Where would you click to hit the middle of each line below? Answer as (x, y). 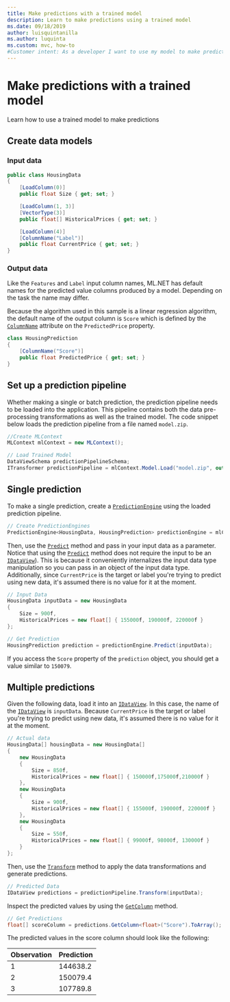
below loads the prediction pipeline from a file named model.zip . (98, 424)
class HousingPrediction (42, 338)
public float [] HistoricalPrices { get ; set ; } (88, 219)
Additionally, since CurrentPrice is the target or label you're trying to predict (114, 575)
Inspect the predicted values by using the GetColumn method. (92, 906)
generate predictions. (37, 873)
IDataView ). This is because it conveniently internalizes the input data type (112, 560)
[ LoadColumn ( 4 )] (43, 232)
